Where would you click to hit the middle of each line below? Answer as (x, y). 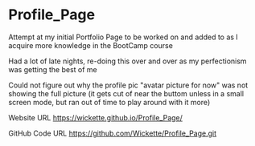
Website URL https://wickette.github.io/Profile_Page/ (96, 117)
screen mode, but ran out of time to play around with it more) (109, 102)
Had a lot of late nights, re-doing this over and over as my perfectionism (127, 61)
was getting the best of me (53, 69)
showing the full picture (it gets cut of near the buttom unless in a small (126, 93)
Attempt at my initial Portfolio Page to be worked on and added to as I (123, 37)
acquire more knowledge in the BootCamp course (90, 45)
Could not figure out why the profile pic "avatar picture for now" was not (128, 85)
